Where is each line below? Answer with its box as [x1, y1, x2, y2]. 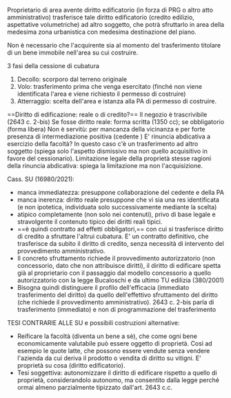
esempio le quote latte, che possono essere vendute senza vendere [17, 347, 210, 355]
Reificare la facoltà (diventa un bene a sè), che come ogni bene [17, 332, 198, 340]
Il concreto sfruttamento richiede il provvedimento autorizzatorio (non [17, 254, 216, 262]
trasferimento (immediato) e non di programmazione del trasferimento [17, 306, 217, 313]
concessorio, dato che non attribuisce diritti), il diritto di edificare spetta [17, 262, 221, 269]
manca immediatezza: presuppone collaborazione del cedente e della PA [17, 189, 224, 196]
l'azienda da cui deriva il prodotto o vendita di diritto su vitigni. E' [17, 354, 201, 362]
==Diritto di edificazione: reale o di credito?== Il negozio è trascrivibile [7, 110, 208, 118]
